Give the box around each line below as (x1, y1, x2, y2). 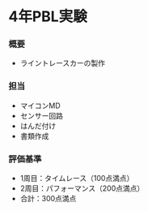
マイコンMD (19, 101, 61, 110)
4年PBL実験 (8, 7, 87, 26)
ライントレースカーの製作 (19, 58, 106, 68)
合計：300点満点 (19, 194, 77, 204)
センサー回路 (19, 110, 63, 120)
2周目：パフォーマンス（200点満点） (19, 183, 145, 193)
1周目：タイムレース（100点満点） (19, 174, 134, 183)
